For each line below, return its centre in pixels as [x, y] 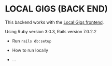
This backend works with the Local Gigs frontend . [55, 22]
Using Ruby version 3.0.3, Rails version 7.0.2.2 [51, 31]
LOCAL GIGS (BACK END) [56, 9]
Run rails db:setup [32, 41]
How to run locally [30, 50]
